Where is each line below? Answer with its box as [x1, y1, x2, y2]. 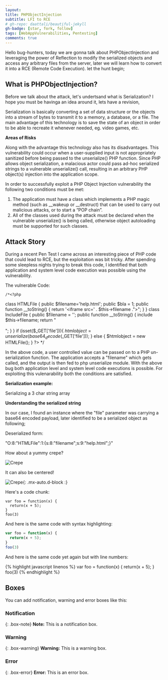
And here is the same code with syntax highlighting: [5, 521, 113, 527]
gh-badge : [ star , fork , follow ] [5, 26, 73, 31]
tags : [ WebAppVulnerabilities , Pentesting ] [5, 31, 98, 36]
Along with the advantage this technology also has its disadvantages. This [5, 144, 159, 150]
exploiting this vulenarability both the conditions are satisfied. [5, 371, 133, 377]
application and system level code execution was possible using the [5, 267, 146, 273]
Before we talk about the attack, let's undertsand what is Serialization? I [5, 93, 154, 99]
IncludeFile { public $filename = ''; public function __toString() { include [5, 311, 153, 318]
